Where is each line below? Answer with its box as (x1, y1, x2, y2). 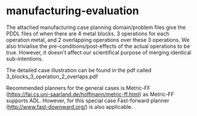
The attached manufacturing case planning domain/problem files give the (6, 24, 186, 31)
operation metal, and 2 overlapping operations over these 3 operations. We (6, 36, 190, 43)
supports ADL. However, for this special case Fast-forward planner (6, 96, 170, 104)
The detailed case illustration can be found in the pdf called (6, 66, 152, 73)
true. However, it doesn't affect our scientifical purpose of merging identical (6, 49, 192, 56)
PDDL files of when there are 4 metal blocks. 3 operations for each (6, 30, 170, 37)
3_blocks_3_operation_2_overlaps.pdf (6, 73, 98, 80)
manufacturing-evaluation (6, 4, 139, 18)
